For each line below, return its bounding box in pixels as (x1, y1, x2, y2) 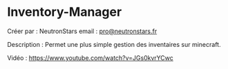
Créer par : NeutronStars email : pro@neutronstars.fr (7, 27, 158, 35)
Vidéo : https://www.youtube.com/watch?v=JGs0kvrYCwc (7, 53, 174, 62)
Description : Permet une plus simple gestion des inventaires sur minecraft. (7, 40, 221, 48)
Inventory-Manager (7, 4, 122, 20)
